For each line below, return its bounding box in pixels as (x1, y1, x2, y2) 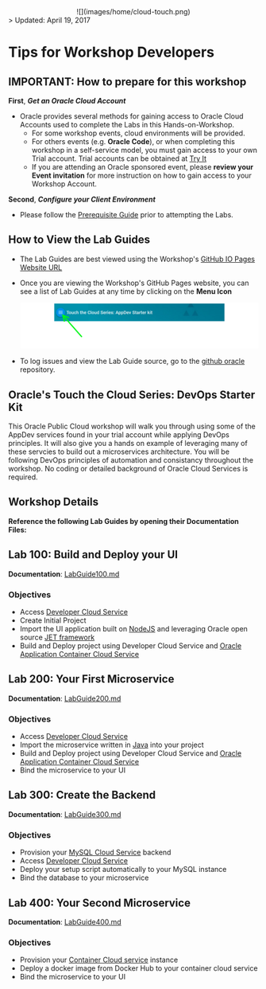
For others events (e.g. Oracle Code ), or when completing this (31, 137, 236, 146)
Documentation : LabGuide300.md (8, 809, 121, 819)
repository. (19, 365, 56, 374)
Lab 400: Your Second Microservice (8, 896, 191, 909)
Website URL (19, 262, 63, 272)
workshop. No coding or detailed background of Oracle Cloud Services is (8, 464, 249, 473)
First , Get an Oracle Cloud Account (8, 96, 126, 105)
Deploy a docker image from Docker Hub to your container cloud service (19, 964, 258, 973)
